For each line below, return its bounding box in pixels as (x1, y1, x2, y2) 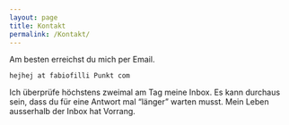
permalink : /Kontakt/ (9, 29, 91, 38)
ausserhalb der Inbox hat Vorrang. (9, 106, 136, 117)
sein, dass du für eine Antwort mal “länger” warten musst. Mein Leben (9, 96, 269, 107)
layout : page (9, 12, 58, 22)
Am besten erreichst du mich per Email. (9, 54, 155, 65)
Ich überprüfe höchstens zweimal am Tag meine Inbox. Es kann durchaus (9, 87, 281, 98)
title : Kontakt (9, 21, 66, 30)
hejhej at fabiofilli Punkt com (9, 71, 130, 80)
